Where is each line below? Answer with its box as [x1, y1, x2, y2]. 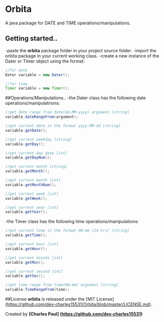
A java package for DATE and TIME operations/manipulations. [5, 20, 131, 26]
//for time [5, 81, 28, 86]
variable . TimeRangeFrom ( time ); [5, 287, 70, 292]
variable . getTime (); [5, 233, 48, 238]
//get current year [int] [5, 205, 58, 210]
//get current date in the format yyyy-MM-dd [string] [5, 123, 121, 128]
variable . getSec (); [5, 273, 46, 279]
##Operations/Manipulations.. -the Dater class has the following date [5, 95, 146, 101]
